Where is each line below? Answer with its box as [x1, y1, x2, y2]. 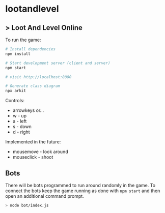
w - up [12, 113, 27, 119]
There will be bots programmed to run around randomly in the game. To [5, 182, 156, 188]
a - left [12, 118, 27, 125]
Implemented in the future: [5, 139, 61, 145]
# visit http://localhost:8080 [5, 74, 72, 79]
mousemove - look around [12, 148, 68, 155]
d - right [12, 129, 30, 135]
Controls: [5, 98, 24, 104]
